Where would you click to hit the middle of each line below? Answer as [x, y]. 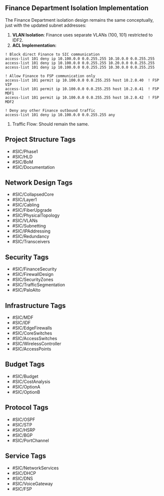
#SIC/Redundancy [31, 236]
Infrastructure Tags [36, 305]
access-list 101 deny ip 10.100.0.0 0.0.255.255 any [60, 115]
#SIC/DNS [23, 478]
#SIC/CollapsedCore [33, 194]
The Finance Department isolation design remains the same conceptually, [80, 20]
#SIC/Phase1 [25, 151]
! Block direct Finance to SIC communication [52, 54]
